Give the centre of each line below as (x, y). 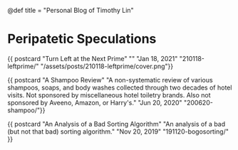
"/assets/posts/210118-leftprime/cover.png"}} (107, 66)
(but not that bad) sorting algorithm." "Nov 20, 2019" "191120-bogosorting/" (118, 132)
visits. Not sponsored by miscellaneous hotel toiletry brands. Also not (109, 95)
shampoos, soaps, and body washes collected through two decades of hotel (120, 87)
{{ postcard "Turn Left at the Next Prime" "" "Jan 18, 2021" (93, 58)
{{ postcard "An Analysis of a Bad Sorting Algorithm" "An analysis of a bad (117, 124)
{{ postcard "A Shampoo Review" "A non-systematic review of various (110, 80)
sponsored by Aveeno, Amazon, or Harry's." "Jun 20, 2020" (95, 102)
